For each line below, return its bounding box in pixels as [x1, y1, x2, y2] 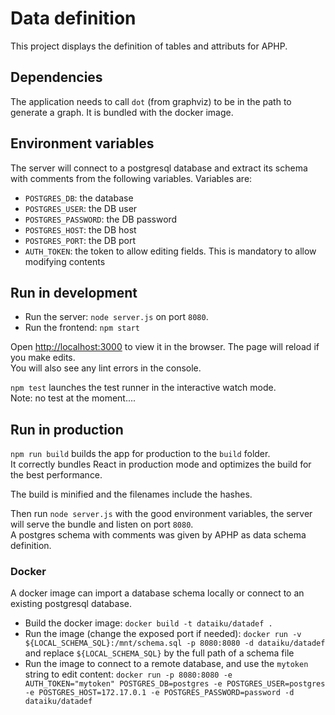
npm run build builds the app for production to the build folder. [10, 448, 271, 460]
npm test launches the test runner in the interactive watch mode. [10, 382, 277, 394]
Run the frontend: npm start [24, 322, 140, 334]
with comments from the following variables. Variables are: [10, 172, 253, 184]
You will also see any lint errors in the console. [10, 362, 202, 374]
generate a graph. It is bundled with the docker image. [10, 106, 234, 118]
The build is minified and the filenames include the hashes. [10, 488, 253, 501]
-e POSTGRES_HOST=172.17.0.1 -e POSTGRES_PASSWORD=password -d [24, 688, 295, 698]
